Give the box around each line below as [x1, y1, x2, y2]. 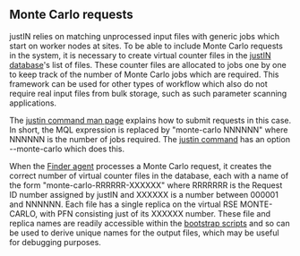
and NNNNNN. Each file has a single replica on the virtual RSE [9, 199, 239, 209]
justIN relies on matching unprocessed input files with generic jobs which [9, 30, 280, 41]
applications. [9, 98, 56, 108]
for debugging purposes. [9, 236, 101, 247]
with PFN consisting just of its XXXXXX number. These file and [39, 208, 271, 218]
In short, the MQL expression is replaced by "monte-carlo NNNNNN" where [9, 124, 288, 135]
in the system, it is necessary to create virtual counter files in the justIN [9, 49, 271, 61]
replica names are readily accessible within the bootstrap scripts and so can [9, 218, 290, 228]
